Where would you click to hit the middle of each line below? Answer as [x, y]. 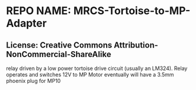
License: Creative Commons [59, 45]
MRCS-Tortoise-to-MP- [132, 11]
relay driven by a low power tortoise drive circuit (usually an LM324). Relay [97, 68]
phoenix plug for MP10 [33, 81]
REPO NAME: [39, 11]
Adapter [26, 23]
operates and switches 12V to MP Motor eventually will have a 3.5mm [90, 74]
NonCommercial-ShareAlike [59, 54]
